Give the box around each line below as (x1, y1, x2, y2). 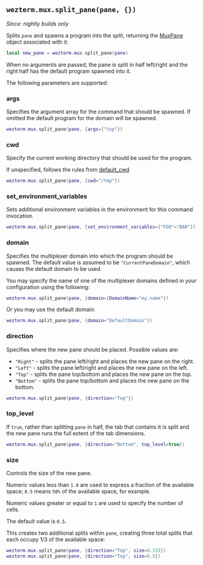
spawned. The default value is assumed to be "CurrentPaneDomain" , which (6, 258, 190, 266)
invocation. (6, 212, 34, 219)
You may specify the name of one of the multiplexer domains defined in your (6, 276, 197, 284)
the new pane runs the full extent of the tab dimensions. (6, 429, 146, 436)
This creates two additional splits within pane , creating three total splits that (6, 529, 193, 537)
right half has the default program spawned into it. (6, 67, 131, 75)
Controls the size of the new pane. (6, 469, 92, 476)
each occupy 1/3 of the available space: (6, 535, 106, 543)
